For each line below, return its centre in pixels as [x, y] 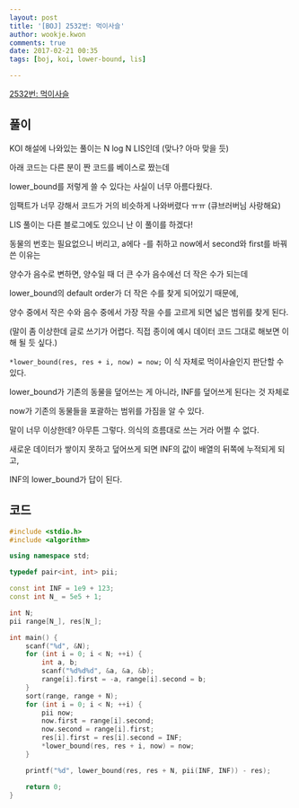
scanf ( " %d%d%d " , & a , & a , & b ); [98, 671]
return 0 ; [44, 786]
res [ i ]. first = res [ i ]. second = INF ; [112, 738]
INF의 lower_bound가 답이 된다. [66, 479]
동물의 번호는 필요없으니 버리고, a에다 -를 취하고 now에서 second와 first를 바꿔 [149, 243]
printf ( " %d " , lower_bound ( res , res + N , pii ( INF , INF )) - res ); [148, 770]
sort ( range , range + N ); [72, 696]
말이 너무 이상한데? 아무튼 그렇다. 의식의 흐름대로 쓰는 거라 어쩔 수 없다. [134, 430]
